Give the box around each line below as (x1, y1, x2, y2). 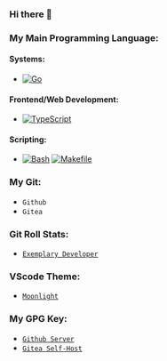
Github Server (21, 334, 75, 343)
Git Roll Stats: (9, 228, 69, 240)
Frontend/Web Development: (9, 93, 119, 105)
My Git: (9, 176, 42, 189)
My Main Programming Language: (9, 31, 159, 44)
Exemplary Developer (21, 250, 99, 259)
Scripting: (9, 133, 47, 145)
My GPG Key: (9, 313, 68, 325)
